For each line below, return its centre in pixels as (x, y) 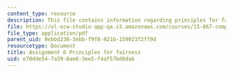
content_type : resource (42, 14)
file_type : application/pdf (48, 33)
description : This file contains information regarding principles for (113, 20)
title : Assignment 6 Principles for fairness (74, 53)
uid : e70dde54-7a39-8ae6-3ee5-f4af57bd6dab (71, 59)
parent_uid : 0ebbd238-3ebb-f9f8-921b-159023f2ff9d (82, 40)
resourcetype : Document (42, 46)
